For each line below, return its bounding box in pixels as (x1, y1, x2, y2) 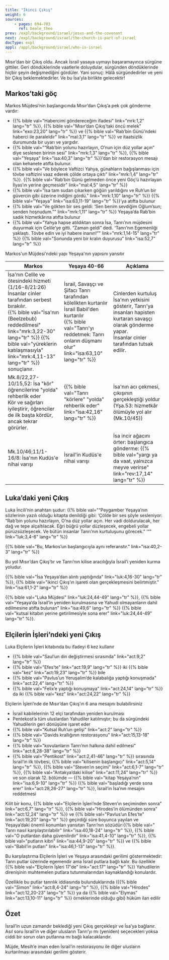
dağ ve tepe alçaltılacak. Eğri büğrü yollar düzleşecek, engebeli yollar (5, 523, 149, 529)
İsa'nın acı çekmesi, (113, 383, 160, 391)
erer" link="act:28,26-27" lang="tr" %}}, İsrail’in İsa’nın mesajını (12, 786, 145, 792)
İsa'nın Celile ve (8, 271, 45, 278)
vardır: (5, 108, 19, 114)
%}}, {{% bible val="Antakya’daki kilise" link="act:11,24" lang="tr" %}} (12, 770, 158, 776)
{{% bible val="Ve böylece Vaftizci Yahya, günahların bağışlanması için (12, 166, 159, 172)
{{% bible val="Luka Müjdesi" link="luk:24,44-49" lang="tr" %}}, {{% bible (5, 594, 161, 600)
